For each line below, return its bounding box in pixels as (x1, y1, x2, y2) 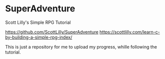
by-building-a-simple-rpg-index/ (5, 34, 72, 40)
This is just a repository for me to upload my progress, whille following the (5, 44, 158, 50)
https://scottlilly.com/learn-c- (99, 29, 161, 35)
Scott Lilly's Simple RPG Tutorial (5, 19, 71, 25)
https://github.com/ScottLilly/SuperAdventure (5, 29, 99, 35)
